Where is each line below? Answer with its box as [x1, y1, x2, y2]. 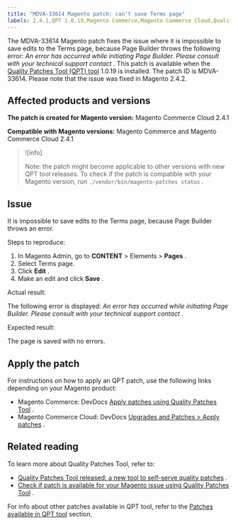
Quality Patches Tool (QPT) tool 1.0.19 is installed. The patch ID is [7, 67, 197, 75]
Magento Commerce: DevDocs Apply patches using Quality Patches [17, 397, 217, 406]
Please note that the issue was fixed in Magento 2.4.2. [28, 74, 188, 82]
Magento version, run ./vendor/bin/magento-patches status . [24, 177, 204, 186]
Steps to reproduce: [7, 238, 66, 247]
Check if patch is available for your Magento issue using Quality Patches [17, 480, 229, 490]
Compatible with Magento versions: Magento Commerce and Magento [7, 127, 217, 136]
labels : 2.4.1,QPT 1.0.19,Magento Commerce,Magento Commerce [7, 17, 192, 24]
